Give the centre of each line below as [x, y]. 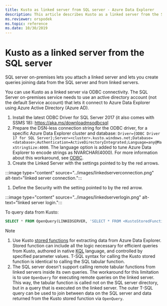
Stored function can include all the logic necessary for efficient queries [85, 245]
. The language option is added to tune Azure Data [100, 148]
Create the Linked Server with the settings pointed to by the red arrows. [86, 163]
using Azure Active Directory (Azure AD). [47, 108]
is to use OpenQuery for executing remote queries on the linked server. [83, 277]
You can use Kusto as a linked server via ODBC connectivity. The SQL [77, 92]
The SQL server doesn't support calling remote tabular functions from [84, 267]
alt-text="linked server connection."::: [44, 178]
